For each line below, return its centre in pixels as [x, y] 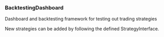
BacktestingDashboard [34, 8]
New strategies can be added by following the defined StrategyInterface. [82, 29]
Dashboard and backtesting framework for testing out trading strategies [81, 19]
